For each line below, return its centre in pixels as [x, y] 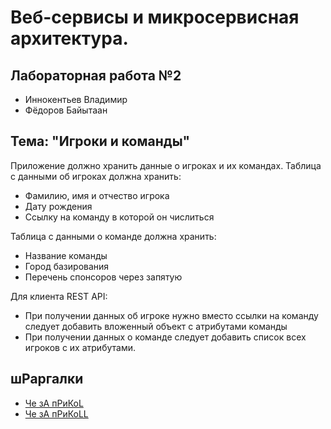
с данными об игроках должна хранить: [96, 176]
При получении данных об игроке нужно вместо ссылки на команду [171, 315]
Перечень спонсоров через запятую [103, 277]
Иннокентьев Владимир [76, 99]
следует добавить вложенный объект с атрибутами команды [156, 326]
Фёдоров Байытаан [66, 110]
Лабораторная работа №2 [96, 75]
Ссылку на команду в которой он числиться [119, 217]
